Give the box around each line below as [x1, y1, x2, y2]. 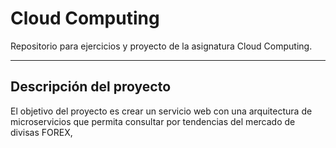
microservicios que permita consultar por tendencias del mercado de [10, 115, 296, 127]
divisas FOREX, [10, 126, 73, 138]
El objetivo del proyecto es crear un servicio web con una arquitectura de [10, 105, 313, 117]
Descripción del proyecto [10, 78, 172, 96]
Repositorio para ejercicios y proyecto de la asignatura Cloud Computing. [10, 40, 313, 52]
